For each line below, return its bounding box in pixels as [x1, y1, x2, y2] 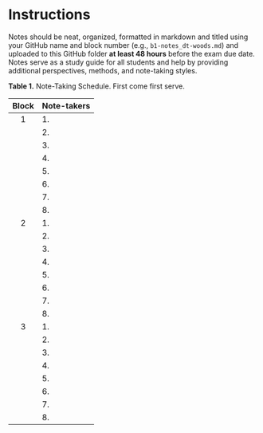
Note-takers [41, 100, 91, 111]
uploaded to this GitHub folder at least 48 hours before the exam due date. [8, 49, 255, 58]
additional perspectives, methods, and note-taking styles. [8, 65, 198, 75]
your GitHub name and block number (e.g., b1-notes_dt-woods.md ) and [8, 40, 239, 49]
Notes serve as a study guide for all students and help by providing [8, 57, 229, 67]
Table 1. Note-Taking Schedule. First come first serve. [8, 81, 186, 91]
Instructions [8, 6, 91, 24]
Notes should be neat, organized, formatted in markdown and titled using [8, 32, 249, 41]
